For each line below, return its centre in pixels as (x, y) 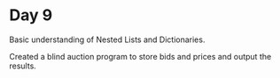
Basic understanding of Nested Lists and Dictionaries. (107, 39)
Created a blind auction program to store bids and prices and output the (140, 56)
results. (23, 66)
